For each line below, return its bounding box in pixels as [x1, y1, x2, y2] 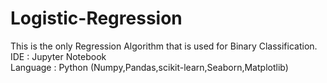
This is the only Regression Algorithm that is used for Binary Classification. [10, 40, 318, 52]
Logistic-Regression [10, 7, 183, 30]
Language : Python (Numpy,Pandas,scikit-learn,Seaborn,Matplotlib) [10, 61, 289, 73]
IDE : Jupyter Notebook [10, 50, 107, 62]
